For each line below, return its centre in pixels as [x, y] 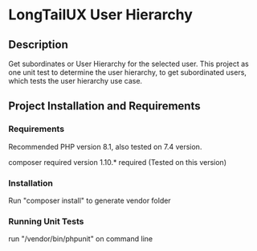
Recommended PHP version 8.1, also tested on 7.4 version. [105, 146]
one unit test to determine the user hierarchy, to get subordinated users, [128, 72]
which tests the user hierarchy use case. [75, 81]
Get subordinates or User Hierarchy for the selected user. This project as [128, 64]
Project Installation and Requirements [104, 106]
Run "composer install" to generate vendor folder [90, 200]
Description [38, 45]
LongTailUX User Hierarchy [100, 15]
